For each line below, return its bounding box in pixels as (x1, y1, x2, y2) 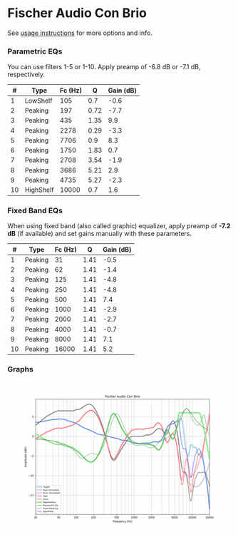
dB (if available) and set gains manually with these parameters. (7, 230, 192, 238)
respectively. (7, 70, 45, 79)
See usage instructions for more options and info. (7, 29, 153, 37)
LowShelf (24, 96, 53, 105)
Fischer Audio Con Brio (7, 5, 148, 21)
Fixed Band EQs (7, 205, 63, 215)
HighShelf (24, 185, 54, 194)
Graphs (7, 364, 33, 374)
